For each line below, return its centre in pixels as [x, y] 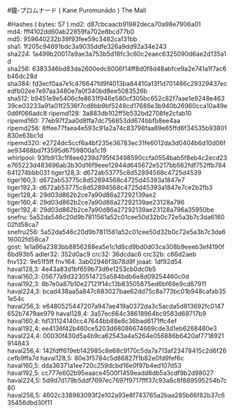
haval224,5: [24, 380]
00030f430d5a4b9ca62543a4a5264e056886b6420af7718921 [133, 336]
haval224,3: [24, 291]
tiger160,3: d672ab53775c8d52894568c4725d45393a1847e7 [96, 180]
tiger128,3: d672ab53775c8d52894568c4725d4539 [126, 172]
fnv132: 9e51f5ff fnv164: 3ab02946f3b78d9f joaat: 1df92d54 [95, 262]
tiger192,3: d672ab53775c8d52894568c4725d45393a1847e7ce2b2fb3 [110, 187]
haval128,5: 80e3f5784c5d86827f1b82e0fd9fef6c [112, 358]
